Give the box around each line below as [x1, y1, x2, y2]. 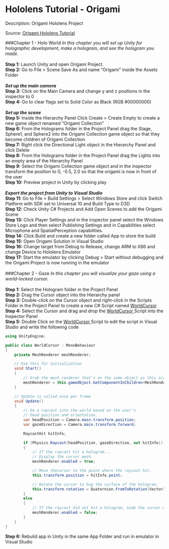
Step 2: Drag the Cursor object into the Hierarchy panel [5, 292, 120, 298]
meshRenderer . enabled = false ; [32, 510, 98, 515]
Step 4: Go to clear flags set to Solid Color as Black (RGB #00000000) [5, 98, 152, 104]
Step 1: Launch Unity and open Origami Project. [5, 61, 104, 67]
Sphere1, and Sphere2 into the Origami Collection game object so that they [5, 131, 160, 137]
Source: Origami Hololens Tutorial [5, 30, 75, 36]
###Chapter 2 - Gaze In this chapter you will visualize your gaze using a [5, 270, 156, 276]
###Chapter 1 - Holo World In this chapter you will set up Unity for [5, 39, 142, 46]
